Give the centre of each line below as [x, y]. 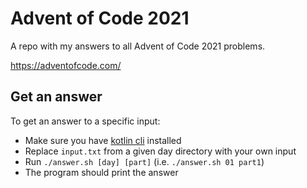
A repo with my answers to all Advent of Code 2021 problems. [138, 46]
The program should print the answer [101, 172]
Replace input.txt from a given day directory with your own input [160, 151]
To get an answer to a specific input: [85, 121]
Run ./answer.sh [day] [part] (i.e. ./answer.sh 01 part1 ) [144, 161]
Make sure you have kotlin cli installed [103, 140]
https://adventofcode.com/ [66, 65]
